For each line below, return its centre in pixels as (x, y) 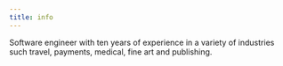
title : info (31, 17)
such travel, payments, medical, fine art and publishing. (111, 51)
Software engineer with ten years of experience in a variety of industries (142, 42)
